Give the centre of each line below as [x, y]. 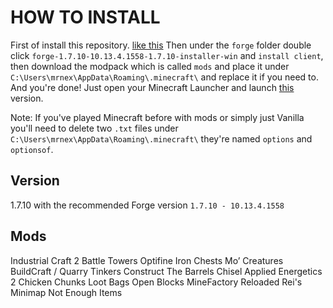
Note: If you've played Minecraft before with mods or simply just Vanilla [157, 117]
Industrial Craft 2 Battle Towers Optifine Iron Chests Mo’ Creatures [147, 260]
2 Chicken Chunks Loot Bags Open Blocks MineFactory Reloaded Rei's [156, 282]
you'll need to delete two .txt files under [94, 128]
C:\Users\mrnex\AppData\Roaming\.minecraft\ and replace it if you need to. [164, 77]
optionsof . [32, 149]
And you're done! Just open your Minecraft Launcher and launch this [152, 87]
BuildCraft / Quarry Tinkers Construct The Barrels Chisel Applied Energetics [166, 271]
